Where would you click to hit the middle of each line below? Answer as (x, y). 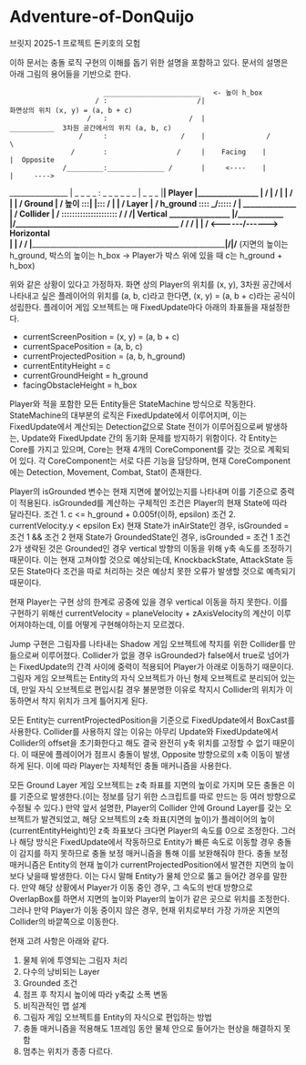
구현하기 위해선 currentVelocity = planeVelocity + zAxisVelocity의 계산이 (142, 613)
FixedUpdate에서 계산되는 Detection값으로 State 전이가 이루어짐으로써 (137, 426)
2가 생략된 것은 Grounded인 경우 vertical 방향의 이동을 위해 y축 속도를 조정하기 (151, 548)
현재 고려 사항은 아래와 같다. (59, 940)
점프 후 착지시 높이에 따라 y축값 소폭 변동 (95, 994)
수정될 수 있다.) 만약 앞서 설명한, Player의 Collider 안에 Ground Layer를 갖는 (146, 807)
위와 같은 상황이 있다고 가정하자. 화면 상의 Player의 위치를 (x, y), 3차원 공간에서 (151, 284)
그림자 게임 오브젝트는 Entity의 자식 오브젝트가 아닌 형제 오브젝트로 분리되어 (144, 678)
